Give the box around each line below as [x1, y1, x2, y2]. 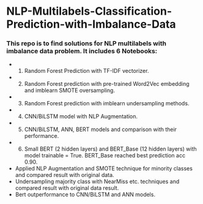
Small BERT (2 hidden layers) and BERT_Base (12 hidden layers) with [24, 145, 197, 153]
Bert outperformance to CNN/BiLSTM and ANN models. [15, 191, 156, 198]
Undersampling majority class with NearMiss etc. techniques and [15, 178, 180, 185]
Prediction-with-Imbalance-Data [6, 17, 176, 31]
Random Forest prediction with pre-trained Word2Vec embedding [24, 80, 190, 88]
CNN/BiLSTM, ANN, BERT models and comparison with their [24, 126, 177, 133]
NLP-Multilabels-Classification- [6, 4, 172, 18]
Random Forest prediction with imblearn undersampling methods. [24, 100, 190, 107]
